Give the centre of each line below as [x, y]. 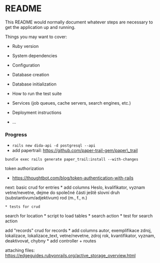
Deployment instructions [37, 112]
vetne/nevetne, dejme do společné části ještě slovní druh [62, 193]
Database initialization [34, 84]
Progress [16, 134]
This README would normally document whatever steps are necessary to [79, 22]
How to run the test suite [37, 93]
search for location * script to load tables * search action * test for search [79, 216]
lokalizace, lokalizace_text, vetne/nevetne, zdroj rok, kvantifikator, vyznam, [80, 236]
